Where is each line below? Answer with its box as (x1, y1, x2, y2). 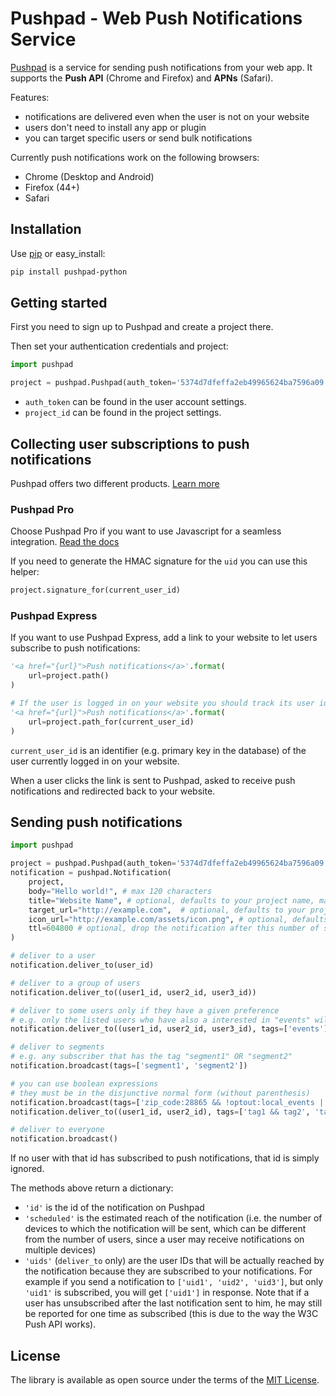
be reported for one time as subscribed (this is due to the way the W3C (24, 1308, 319, 1320)
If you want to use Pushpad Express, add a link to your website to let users (10, 632, 318, 644)
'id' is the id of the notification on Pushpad (24, 1202, 205, 1214)
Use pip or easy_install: (10, 247, 106, 259)
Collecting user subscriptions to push (10, 435, 250, 452)
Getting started (10, 295, 108, 312)
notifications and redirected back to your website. (10, 785, 216, 797)
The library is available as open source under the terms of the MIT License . (10, 1373, 320, 1386)
